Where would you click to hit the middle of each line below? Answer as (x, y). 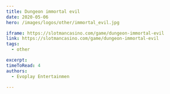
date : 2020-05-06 (27, 17)
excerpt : (17, 60)
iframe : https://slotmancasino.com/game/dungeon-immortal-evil (85, 33)
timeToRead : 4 (24, 65)
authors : (17, 71)
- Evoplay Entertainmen (40, 76)
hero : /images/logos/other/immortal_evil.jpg (63, 22)
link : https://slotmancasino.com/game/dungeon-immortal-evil (83, 39)
